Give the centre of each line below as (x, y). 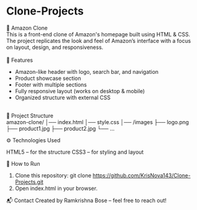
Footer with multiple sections (51, 84)
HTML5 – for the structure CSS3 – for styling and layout (75, 152)
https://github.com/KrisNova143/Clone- (142, 175)
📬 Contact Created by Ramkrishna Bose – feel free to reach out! (86, 200)
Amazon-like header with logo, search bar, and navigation (86, 71)
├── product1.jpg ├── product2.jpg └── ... (61, 128)
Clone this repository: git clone (53, 175)
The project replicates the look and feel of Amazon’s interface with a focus (98, 41)
